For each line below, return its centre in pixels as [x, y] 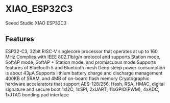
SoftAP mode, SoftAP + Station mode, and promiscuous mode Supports [81, 62]
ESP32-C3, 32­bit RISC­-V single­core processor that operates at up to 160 [82, 51]
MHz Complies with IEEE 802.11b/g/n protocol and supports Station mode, [83, 57]
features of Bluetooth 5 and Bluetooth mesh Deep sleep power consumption [85, 67]
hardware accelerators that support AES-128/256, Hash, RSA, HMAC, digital [85, 84]
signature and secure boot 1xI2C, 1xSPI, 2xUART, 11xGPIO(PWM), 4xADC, [82, 89]
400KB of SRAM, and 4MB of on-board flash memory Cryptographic [77, 78]
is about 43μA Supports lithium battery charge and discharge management [84, 73]
